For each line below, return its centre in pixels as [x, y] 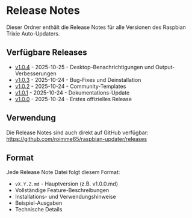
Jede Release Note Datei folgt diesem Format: [63, 172]
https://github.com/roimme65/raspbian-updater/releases [77, 139]
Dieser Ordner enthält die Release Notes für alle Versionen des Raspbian [96, 27]
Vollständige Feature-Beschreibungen [62, 190]
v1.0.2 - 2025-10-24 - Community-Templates [70, 86]
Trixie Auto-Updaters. [33, 33]
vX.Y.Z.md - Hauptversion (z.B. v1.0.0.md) [67, 184]
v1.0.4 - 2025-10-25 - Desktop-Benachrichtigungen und [85, 67]
